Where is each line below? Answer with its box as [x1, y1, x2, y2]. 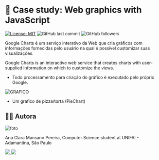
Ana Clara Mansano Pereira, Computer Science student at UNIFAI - [5, 134, 139, 140]
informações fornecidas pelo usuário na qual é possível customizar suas [5, 45, 150, 51]
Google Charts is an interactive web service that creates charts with [5, 60, 141, 65]
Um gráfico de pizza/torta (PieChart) [12, 98, 86, 104]
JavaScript [5, 15, 50, 26]
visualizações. [5, 50, 34, 56]
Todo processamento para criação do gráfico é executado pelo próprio [12, 74, 155, 80]
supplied [5, 65, 23, 71]
